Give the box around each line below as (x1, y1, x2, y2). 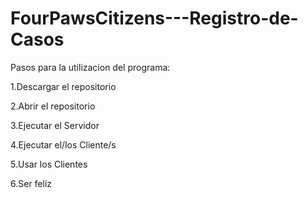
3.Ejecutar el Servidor (10, 119, 100, 131)
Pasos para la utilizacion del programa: (10, 61, 171, 73)
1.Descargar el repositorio (10, 80, 117, 92)
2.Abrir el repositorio (10, 100, 96, 112)
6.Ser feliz (10, 177, 53, 189)
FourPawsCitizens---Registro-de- (10, 7, 299, 30)
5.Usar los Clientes (10, 158, 88, 170)
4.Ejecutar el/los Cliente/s (10, 138, 117, 151)
